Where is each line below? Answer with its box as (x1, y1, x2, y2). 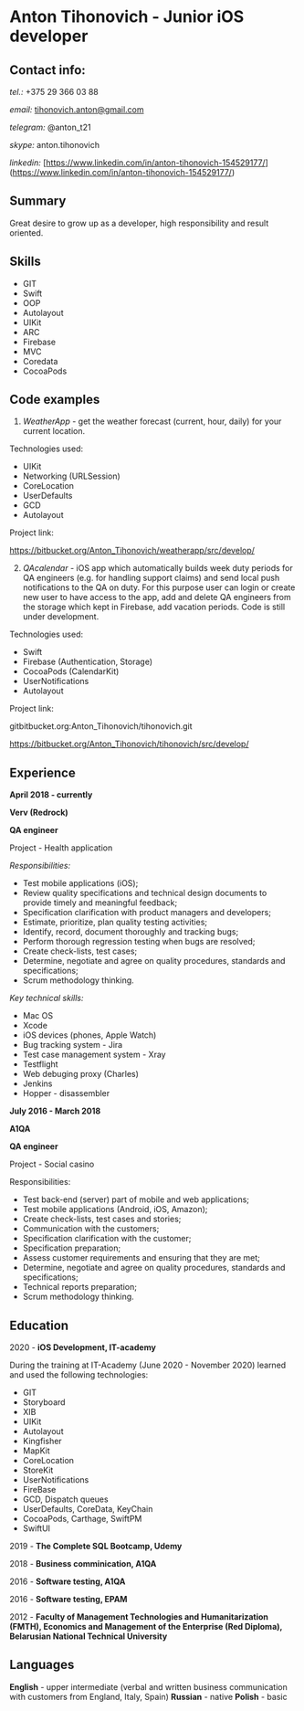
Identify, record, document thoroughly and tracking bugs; (22, 926, 239, 937)
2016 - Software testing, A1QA (9, 1576, 126, 1587)
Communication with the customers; (22, 1223, 160, 1234)
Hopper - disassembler (22, 1088, 110, 1099)
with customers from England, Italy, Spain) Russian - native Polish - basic (9, 1691, 288, 1702)
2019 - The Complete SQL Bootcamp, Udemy (9, 1541, 183, 1552)
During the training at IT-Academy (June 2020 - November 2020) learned (9, 1359, 287, 1371)
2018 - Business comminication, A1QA (9, 1558, 157, 1569)
